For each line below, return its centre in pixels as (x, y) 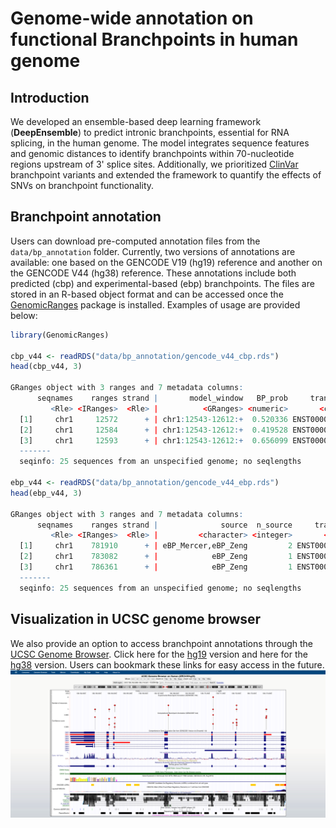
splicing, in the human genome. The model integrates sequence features (160, 143)
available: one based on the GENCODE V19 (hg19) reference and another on (166, 262)
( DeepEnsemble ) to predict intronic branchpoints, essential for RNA (150, 132)
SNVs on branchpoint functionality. (82, 185)
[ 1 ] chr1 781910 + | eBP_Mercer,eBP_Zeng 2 (156, 546)
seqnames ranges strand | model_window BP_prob (162, 398)
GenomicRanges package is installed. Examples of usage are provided (155, 304)
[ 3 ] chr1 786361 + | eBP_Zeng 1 (156, 567)
